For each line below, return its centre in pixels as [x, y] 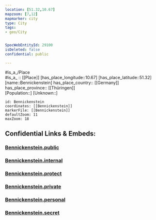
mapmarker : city [21, 18]
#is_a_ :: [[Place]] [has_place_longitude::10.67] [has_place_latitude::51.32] [78, 77]
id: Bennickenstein [25, 102]
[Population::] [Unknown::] [31, 93]
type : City [16, 23]
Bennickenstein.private [33, 186]
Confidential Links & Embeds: [50, 134]
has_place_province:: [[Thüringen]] [40, 87]
